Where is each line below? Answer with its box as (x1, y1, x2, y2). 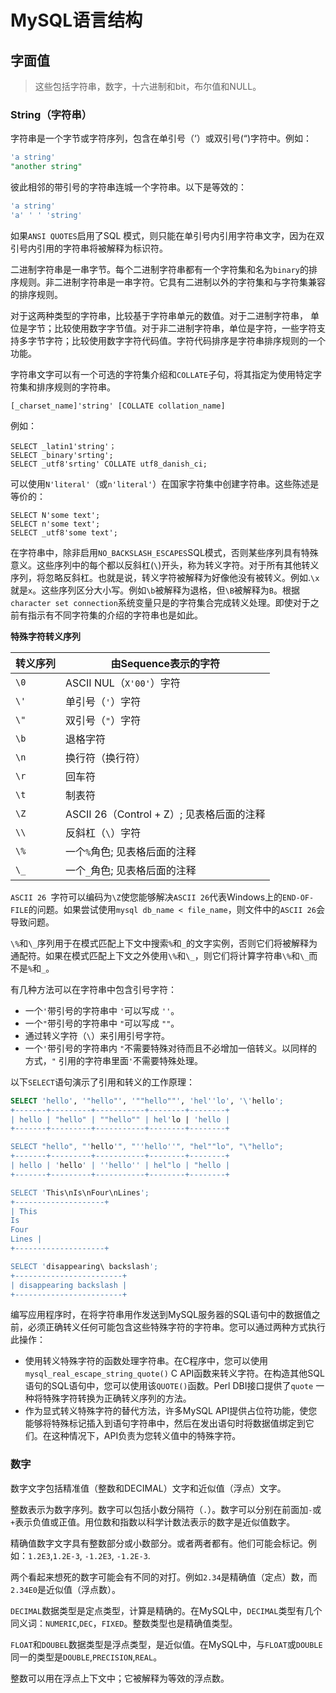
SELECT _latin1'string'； (10, 441, 117, 451)
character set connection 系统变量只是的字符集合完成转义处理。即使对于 (10, 596, 311, 608)
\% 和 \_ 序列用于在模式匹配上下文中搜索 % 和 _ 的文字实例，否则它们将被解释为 (10, 937, 318, 949)
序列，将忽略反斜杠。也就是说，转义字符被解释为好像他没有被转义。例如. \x (10, 571, 320, 583)
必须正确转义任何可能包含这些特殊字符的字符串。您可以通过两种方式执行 (27, 1321, 326, 1333)
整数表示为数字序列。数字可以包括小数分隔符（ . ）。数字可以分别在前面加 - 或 (10, 1503, 322, 1515)
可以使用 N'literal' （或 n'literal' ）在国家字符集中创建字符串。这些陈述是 (10, 477, 320, 490)
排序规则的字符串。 (36, 381, 116, 393)
